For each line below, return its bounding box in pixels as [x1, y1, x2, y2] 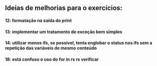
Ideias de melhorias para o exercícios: [5, 4, 123, 12]
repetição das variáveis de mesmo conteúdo [5, 45, 97, 51]
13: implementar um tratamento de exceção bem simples [5, 29, 123, 35]
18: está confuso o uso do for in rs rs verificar [5, 56, 99, 62]
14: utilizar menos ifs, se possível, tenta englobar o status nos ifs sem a [5, 40, 153, 46]
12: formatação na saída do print [5, 17, 72, 23]
